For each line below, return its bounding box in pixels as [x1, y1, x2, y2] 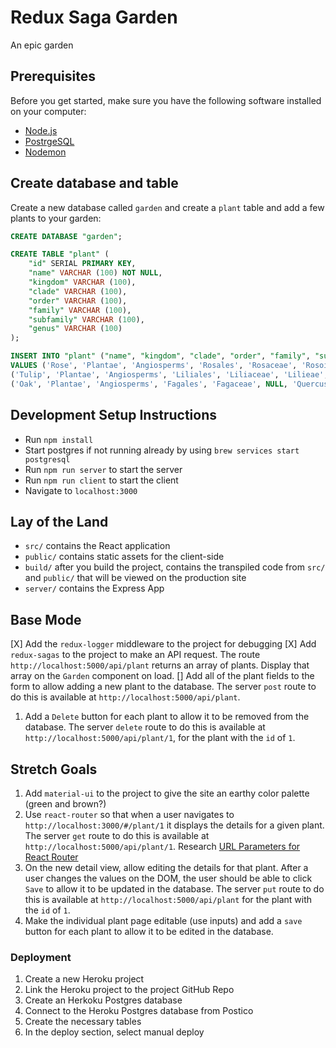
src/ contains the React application [24, 540, 171, 552]
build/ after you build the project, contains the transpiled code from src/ [24, 561, 326, 573]
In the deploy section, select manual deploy [24, 1026, 205, 1038]
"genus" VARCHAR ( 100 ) [28, 324, 123, 334]
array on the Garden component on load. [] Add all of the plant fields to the [10, 670, 315, 682]
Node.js [24, 124, 58, 136]
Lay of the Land [10, 513, 109, 530]
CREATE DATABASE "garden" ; [10, 231, 123, 241]
